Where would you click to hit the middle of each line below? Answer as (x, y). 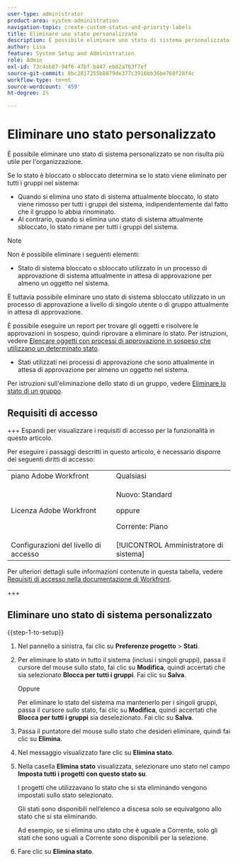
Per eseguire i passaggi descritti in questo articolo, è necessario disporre (114, 451)
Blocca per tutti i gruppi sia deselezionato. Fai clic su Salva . (106, 717)
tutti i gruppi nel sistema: (43, 183)
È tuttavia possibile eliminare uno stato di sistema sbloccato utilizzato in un (116, 297)
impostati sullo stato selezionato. (66, 795)
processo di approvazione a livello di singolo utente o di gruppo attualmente (118, 305)
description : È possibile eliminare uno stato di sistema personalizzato (119, 40)
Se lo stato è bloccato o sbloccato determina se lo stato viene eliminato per (117, 175)
